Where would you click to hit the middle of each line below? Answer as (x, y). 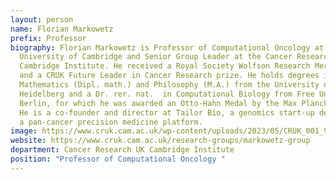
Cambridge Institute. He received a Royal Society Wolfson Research (165, 66)
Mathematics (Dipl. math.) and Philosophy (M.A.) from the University (169, 85)
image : (24, 131)
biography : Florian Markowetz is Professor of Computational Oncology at (167, 47)
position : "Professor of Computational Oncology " (118, 159)
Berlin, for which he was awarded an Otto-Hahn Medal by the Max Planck (174, 103)
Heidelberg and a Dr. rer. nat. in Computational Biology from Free (167, 94)
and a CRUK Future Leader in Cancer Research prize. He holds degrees (169, 76)
